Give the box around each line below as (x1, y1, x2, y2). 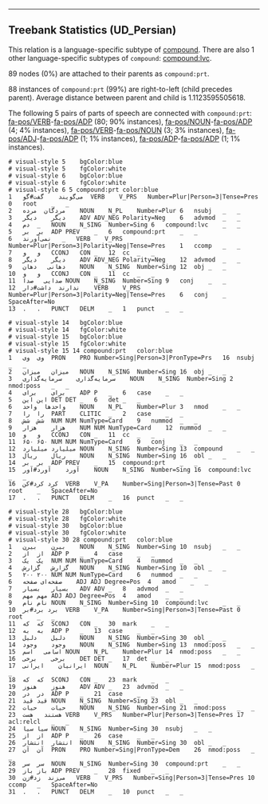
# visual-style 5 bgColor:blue (8, 158, 124, 166)
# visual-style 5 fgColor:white (8, 165, 127, 173)
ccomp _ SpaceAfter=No (8, 781, 98, 789)
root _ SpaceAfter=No (8, 486, 98, 494)
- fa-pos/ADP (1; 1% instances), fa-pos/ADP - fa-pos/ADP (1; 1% (36, 134, 241, 143)
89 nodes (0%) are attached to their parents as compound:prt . (8, 69, 210, 78)
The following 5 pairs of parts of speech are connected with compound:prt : (8, 108, 253, 118)
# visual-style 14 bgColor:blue (8, 318, 124, 326)
